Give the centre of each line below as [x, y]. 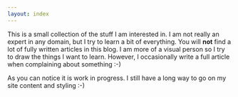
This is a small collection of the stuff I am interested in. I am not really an [113, 34]
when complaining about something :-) [64, 64]
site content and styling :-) [46, 85]
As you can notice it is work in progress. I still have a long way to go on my [117, 78]
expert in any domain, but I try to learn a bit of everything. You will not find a [119, 41]
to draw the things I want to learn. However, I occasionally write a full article [119, 57]
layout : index [29, 14]
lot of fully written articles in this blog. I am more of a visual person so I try [117, 49]
